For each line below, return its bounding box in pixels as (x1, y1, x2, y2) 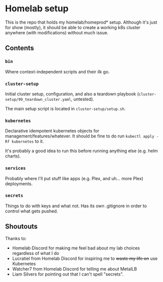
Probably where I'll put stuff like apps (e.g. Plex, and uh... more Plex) (5, 175, 143, 181)
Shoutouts (5, 222, 38, 231)
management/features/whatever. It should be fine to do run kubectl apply (5, 133, 155, 139)
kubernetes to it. (11, 138, 44, 144)
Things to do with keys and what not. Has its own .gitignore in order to (5, 203, 147, 209)
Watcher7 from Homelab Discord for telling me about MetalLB (12, 266, 137, 272)
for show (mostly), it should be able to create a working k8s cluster (5, 24, 141, 30)
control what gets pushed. (5, 208, 58, 214)
